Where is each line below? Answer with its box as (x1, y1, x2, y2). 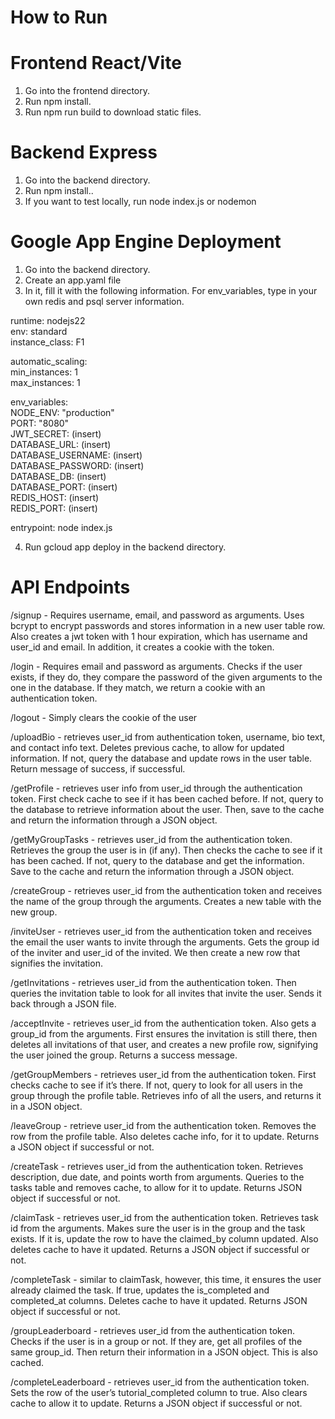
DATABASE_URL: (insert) (10, 439, 112, 450)
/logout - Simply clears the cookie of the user (10, 711, 198, 723)
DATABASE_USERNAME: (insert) (10, 449, 143, 461)
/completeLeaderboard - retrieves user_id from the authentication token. (10, 1376, 310, 1388)
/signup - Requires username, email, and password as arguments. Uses (10, 609, 305, 621)
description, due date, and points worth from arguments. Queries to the (10, 1171, 305, 1183)
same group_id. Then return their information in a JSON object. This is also (10, 1346, 318, 1358)
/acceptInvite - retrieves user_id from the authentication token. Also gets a (10, 1017, 317, 1029)
